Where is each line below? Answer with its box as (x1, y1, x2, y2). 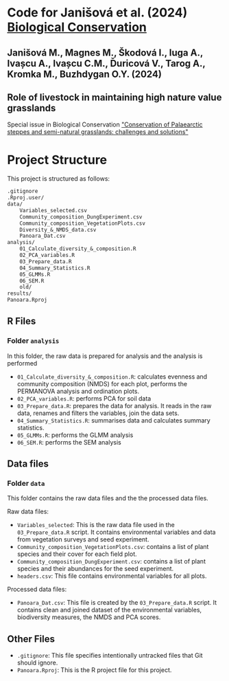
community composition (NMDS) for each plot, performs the (16, 379, 187, 388)
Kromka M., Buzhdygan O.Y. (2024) (7, 68, 162, 80)
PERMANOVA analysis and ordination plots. (16, 387, 139, 395)
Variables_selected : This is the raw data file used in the (16, 521, 175, 529)
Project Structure (7, 152, 108, 168)
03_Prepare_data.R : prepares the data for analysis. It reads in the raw (16, 401, 212, 410)
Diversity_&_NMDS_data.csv (19, 226, 97, 233)
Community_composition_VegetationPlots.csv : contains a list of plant (16, 543, 209, 551)
